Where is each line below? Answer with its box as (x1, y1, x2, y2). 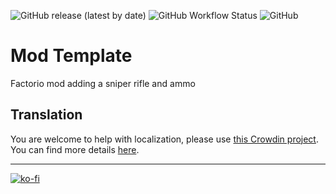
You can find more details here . (10, 143, 140, 155)
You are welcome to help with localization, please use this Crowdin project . (10, 133, 319, 145)
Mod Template (10, 45, 133, 67)
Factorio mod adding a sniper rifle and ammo (10, 77, 196, 89)
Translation (10, 106, 83, 124)
